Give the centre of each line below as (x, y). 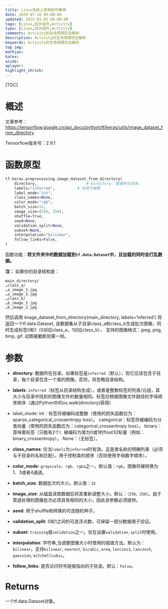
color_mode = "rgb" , (33, 202)
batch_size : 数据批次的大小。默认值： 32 (54, 483)
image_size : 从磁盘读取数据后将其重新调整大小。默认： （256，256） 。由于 (87, 493)
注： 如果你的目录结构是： (32, 271)
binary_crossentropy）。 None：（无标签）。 (56, 438)
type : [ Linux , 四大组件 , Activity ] (39, 29)
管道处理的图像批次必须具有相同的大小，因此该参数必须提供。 (76, 500)
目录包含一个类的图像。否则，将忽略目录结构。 (78, 379)
